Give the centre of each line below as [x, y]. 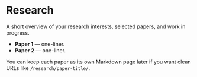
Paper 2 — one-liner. [40, 50]
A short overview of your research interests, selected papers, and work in [96, 26]
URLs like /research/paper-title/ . [48, 68]
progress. [18, 32]
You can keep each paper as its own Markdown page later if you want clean [98, 62]
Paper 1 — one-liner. [40, 44]
